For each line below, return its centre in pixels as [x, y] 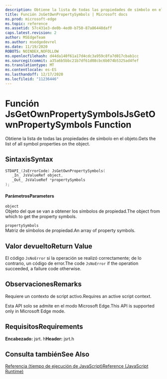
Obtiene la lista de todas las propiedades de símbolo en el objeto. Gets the [81, 138]
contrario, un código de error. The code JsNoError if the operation [72, 263]
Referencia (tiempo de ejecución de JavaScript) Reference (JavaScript [77, 366]
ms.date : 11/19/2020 [27, 47]
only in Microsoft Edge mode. [35, 311]
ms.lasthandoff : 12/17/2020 [34, 75]
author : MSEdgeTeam [25, 38]
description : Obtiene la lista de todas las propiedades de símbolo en [81, 10]
